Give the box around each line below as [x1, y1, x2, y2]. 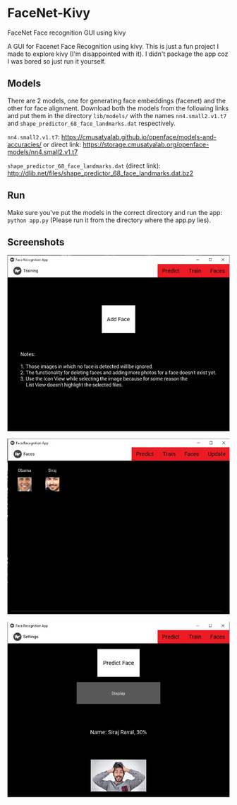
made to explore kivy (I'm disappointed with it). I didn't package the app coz [7, 50, 229, 58]
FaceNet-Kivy [7, 5, 90, 21]
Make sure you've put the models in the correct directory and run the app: [7, 208, 223, 216]
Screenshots [7, 236, 65, 248]
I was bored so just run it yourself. [7, 57, 106, 65]
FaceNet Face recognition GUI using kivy [7, 28, 126, 37]
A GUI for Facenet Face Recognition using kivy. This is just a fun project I [7, 42, 219, 50]
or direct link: [43, 140, 82, 149]
